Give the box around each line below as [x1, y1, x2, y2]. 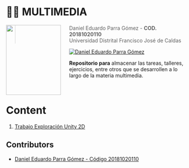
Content [6, 104, 47, 117]
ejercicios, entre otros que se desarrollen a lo [69, 65, 178, 72]
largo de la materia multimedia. [69, 72, 143, 79]
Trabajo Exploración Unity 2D [14, 123, 86, 130]
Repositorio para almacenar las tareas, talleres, [69, 60, 184, 66]
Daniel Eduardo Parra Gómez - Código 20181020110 [14, 155, 139, 162]
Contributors [6, 140, 54, 150]
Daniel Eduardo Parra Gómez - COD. [69, 24, 157, 32]
